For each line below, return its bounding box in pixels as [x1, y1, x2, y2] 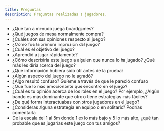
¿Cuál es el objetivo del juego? [12, 46, 75, 52]
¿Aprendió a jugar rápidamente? [12, 51, 78, 57]
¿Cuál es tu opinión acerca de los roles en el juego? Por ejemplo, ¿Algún [12, 88, 160, 94]
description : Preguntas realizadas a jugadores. [5, 12, 107, 17]
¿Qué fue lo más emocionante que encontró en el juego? [12, 83, 128, 89]
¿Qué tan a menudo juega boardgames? [12, 25, 94, 31]
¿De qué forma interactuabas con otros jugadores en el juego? [12, 99, 140, 105]
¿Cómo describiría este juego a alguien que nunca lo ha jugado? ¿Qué [12, 57, 155, 63]
